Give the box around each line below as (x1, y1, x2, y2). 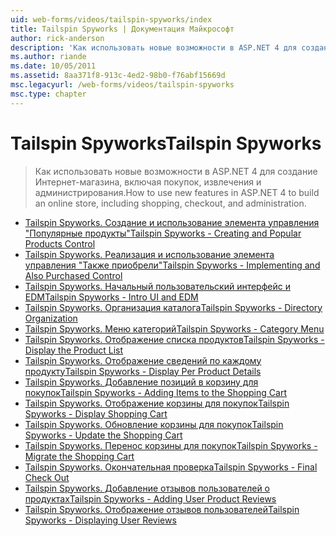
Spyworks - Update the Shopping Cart (24, 429, 183, 441)
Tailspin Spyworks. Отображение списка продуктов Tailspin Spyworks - (24, 333, 325, 345)
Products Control (24, 237, 96, 250)
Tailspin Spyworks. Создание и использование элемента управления (24, 216, 320, 228)
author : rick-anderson (10, 33, 105, 43)
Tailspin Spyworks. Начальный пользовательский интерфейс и (24, 280, 291, 292)
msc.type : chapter (10, 89, 87, 99)
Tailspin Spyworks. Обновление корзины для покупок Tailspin (24, 418, 284, 430)
